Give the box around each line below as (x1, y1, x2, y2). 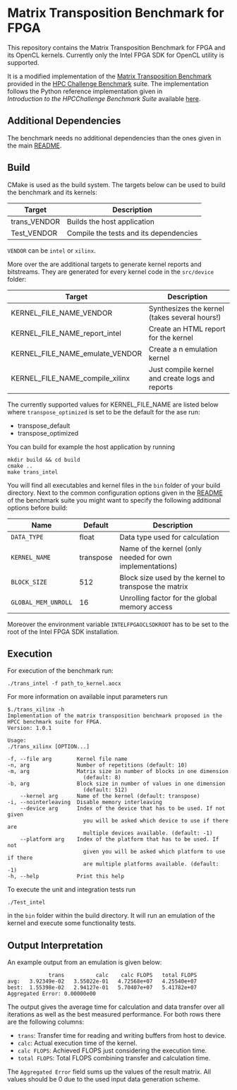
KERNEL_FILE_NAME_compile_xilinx (11, 373, 130, 383)
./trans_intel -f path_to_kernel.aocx (7, 680, 121, 688)
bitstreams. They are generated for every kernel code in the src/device (7, 267, 214, 276)
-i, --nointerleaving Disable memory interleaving (7, 799, 162, 806)
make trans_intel (7, 468, 59, 476)
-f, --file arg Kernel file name (7, 755, 128, 763)
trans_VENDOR (11, 217, 60, 227)
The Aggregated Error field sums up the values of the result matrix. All (7, 1067, 212, 1076)
